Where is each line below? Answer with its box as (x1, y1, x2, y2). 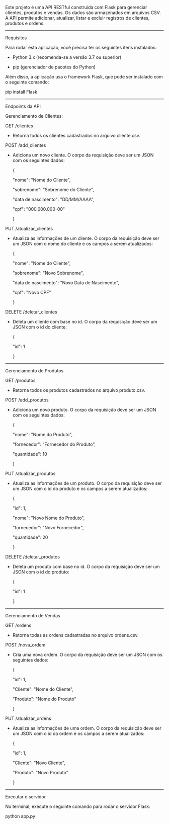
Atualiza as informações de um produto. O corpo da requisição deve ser (12, 480, 162, 486)
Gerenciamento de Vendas (5, 613, 60, 618)
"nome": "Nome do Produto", (12, 432, 73, 437)
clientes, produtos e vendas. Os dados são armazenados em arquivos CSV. (5, 10, 161, 16)
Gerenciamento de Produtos (5, 368, 64, 374)
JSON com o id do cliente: (12, 324, 67, 330)
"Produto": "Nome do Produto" (12, 696, 76, 702)
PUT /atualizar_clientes (5, 226, 53, 231)
